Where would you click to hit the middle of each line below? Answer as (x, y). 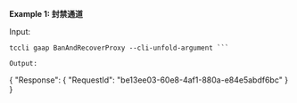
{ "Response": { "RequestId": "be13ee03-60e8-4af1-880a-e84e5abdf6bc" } (148, 80)
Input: (20, 32)
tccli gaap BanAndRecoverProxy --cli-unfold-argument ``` (119, 48)
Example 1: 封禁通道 (46, 14)
